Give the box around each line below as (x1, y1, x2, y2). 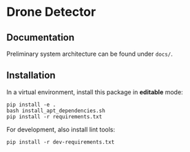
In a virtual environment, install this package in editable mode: (6, 87, 183, 96)
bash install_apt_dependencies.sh (6, 107, 106, 114)
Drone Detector (6, 4, 96, 20)
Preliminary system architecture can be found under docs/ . (6, 50, 173, 58)
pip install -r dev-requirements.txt (6, 138, 115, 145)
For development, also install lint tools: (6, 125, 116, 133)
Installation (6, 69, 56, 81)
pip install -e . (6, 101, 56, 108)
